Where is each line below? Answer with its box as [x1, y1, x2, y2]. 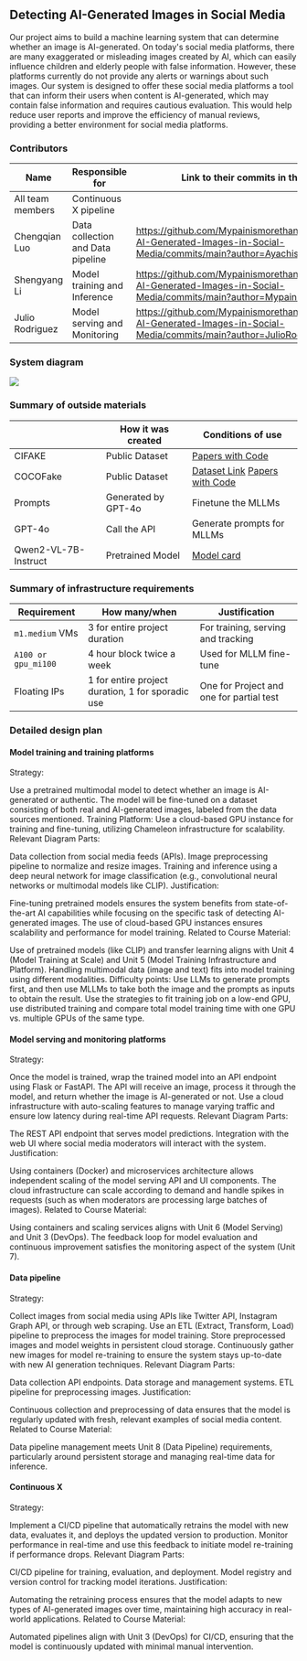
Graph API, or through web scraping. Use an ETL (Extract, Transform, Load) [9, 1320, 294, 1331]
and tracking [199, 633, 254, 645]
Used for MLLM [199, 648, 267, 659]
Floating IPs [14, 685, 65, 698]
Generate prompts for [191, 517, 285, 530]
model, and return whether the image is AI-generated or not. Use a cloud [9, 1091, 284, 1102]
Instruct [14, 554, 48, 567]
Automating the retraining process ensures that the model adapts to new [9, 1593, 282, 1604]
